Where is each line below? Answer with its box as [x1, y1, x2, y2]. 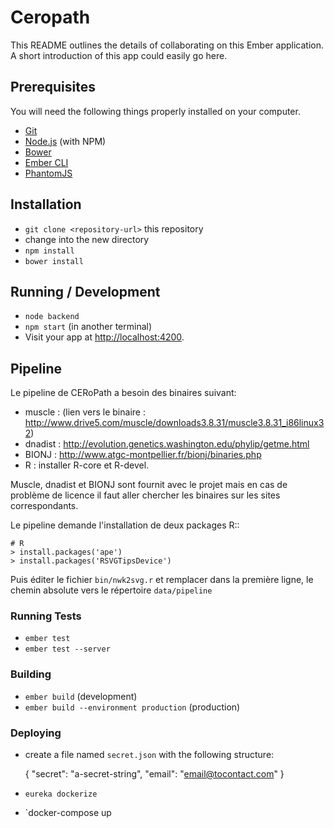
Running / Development [10, 283, 161, 300]
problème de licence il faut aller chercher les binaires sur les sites [10, 489, 281, 501]
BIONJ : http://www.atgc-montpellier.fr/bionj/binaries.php [24, 449, 262, 461]
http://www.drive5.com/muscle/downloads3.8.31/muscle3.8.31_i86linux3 [24, 417, 325, 429]
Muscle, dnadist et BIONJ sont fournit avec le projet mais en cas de [10, 479, 288, 491]
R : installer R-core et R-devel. [24, 459, 150, 471]
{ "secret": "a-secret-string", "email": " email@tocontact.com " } [24, 768, 285, 780]
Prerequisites [10, 79, 96, 96]
